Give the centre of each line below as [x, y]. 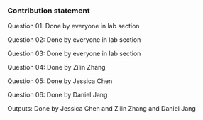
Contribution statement [49, 11]
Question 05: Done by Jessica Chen [60, 81]
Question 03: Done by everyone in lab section [74, 54]
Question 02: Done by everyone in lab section [74, 40]
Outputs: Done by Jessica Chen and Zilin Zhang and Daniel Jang [102, 109]
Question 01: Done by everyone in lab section [73, 26]
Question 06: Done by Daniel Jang [57, 95]
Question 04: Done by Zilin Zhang [56, 67]
